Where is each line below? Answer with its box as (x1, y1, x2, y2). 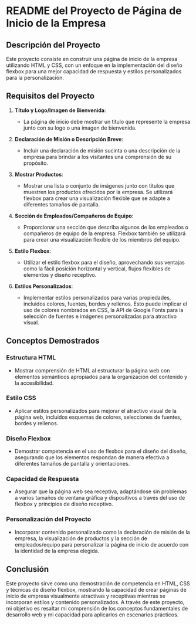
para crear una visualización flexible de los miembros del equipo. (23, 236, 181, 243)
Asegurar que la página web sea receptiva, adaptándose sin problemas (14, 488, 187, 495)
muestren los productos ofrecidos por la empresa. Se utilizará (23, 188, 173, 195)
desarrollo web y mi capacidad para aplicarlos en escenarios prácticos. (6, 611, 179, 618)
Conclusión (6, 564, 49, 574)
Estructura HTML (6, 354, 56, 362)
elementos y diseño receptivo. (23, 271, 97, 278)
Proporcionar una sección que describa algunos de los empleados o (23, 223, 189, 230)
